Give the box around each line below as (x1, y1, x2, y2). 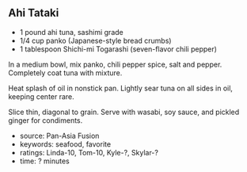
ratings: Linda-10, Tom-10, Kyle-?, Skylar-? (19, 147, 158, 157)
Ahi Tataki (8, 6, 59, 20)
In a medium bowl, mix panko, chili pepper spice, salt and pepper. (8, 59, 222, 69)
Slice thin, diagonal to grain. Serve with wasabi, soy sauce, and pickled (8, 107, 240, 117)
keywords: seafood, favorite (19, 139, 112, 149)
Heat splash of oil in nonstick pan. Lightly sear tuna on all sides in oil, (8, 83, 234, 93)
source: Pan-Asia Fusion (19, 131, 100, 140)
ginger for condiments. (8, 115, 83, 125)
